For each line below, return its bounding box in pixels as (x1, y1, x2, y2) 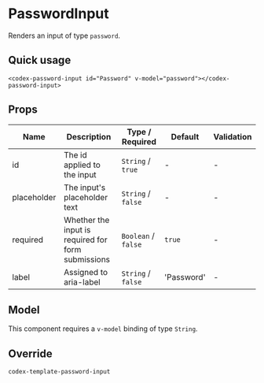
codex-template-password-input (8, 368, 111, 376)
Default (170, 131, 200, 142)
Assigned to (64, 266, 108, 277)
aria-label (64, 277, 101, 288)
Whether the (64, 214, 110, 225)
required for (64, 234, 108, 245)
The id (64, 149, 88, 160)
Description (66, 131, 112, 142)
